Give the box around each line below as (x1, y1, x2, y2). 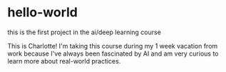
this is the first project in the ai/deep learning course (7, 28, 162, 36)
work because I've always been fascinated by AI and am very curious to (7, 49, 219, 58)
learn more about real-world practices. (7, 56, 121, 65)
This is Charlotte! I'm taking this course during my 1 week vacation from (7, 41, 218, 50)
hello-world (7, 4, 78, 21)
